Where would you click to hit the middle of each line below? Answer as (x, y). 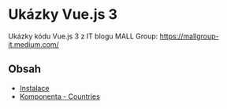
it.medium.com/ (33, 44)
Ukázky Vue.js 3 (63, 15)
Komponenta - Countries (60, 96)
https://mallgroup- (189, 36)
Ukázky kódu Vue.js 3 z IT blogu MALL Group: (83, 36)
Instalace (34, 88)
